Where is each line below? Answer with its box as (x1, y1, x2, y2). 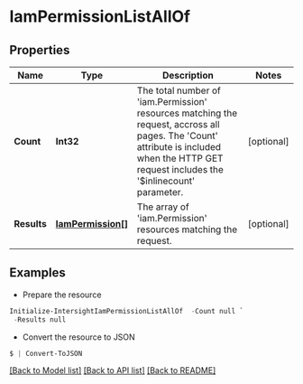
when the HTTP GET (136, 152, 224, 164)
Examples (9, 265, 66, 281)
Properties (9, 42, 70, 58)
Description (161, 70, 214, 81)
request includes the (136, 164, 224, 175)
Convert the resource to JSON (22, 332, 135, 342)
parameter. (136, 186, 184, 198)
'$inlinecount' (136, 174, 196, 187)
